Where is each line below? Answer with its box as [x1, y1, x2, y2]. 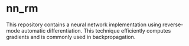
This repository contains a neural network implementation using [6, 21, 161, 28]
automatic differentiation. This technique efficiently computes [21, 27, 171, 34]
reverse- [162, 21, 184, 28]
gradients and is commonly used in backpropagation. [6, 33, 136, 40]
